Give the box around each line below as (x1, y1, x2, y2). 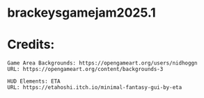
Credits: (7, 37, 55, 53)
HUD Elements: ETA (7, 78, 61, 85)
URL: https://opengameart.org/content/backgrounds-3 (7, 66, 164, 73)
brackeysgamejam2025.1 (7, 5, 157, 21)
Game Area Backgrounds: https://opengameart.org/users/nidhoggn (7, 60, 198, 67)
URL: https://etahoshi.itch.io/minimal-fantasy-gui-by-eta (7, 84, 182, 91)
